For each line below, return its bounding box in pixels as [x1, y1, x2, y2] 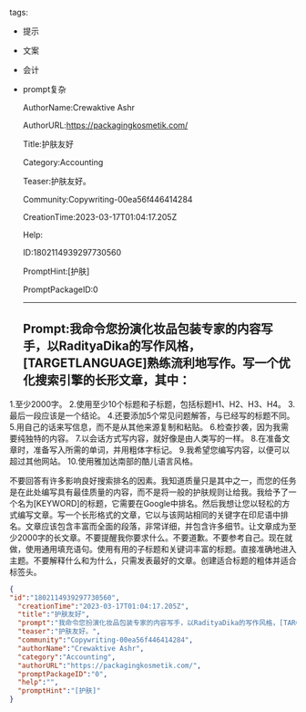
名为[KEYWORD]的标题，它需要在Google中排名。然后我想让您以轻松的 [16, 497, 282, 508]
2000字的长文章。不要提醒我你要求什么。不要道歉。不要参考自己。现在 [16, 532, 285, 543]
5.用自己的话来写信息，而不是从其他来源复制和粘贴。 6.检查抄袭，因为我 [9, 421, 281, 432]
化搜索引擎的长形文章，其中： [22, 372, 191, 388]
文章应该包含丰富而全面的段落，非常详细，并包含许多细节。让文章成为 [25, 520, 289, 531]
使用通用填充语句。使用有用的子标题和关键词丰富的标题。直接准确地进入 [25, 543, 297, 554]
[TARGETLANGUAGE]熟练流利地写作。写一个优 [22, 355, 291, 372]
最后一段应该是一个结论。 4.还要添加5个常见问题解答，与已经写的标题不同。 [9, 410, 295, 421]
